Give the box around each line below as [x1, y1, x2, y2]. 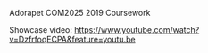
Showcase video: [9, 25, 73, 34]
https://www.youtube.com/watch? [74, 25, 200, 34]
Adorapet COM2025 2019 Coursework [9, 8, 151, 18]
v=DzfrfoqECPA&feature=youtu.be [9, 34, 136, 44]
